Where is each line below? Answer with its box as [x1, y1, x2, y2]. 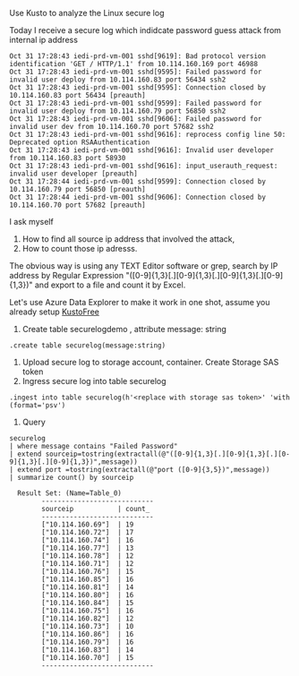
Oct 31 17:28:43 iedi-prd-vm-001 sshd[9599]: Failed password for [9, 98, 262, 107]
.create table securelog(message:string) [9, 341, 167, 350]
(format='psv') [9, 401, 66, 410]
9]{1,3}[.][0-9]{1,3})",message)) [9, 458, 139, 466]
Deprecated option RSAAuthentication [9, 138, 150, 147]
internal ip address [9, 35, 79, 45]
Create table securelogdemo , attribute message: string [21, 324, 226, 334]
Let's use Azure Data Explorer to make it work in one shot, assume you [9, 297, 270, 307]
